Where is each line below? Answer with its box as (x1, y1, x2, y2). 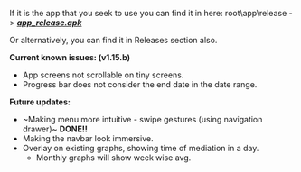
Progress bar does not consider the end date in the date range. (22, 79, 258, 89)
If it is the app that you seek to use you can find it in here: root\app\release (9, 8, 287, 18)
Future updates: (9, 96, 71, 107)
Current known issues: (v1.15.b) (9, 52, 131, 62)
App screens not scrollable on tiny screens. (22, 69, 184, 80)
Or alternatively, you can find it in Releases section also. (9, 35, 218, 45)
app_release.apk (16, 17, 82, 28)
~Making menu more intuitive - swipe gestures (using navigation (22, 114, 263, 124)
